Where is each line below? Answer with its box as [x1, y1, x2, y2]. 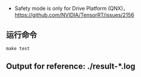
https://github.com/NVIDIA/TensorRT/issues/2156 [14, 12, 135, 19]
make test [6, 45, 30, 51]
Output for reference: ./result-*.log [6, 61, 136, 71]
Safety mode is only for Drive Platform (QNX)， [14, 5, 129, 12]
